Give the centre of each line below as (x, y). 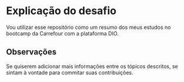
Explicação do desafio (61, 11)
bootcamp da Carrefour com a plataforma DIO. (62, 33)
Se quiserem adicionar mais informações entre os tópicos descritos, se (92, 66)
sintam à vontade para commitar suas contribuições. (70, 73)
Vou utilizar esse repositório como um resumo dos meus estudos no (88, 27)
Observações (31, 52)
